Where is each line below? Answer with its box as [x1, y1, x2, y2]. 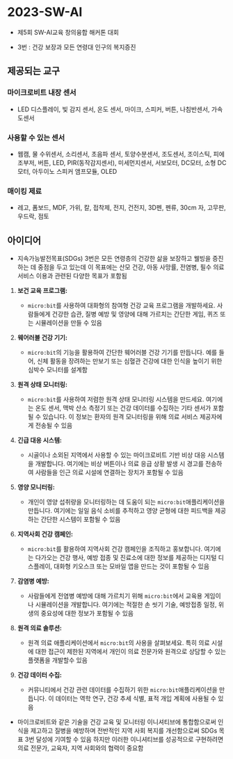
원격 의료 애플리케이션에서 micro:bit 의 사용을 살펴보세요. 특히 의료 [27, 639, 210, 647]
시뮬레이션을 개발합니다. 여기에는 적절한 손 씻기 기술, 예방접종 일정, [35, 600, 217, 609]
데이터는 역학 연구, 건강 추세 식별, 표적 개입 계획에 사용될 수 [55, 694, 217, 703]
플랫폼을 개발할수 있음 [27, 656, 88, 664]
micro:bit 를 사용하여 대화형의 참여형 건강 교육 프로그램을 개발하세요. [27, 301, 216, 310]
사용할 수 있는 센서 [7, 133, 65, 143]
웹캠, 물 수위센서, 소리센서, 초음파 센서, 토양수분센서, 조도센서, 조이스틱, [17, 150, 212, 158]
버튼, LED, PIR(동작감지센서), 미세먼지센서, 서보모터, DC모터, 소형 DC [38, 158, 227, 167]
